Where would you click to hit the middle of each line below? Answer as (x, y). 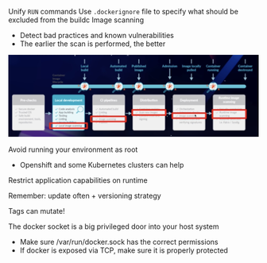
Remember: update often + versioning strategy (85, 195)
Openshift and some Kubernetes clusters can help (102, 164)
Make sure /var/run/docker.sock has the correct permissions (119, 242)
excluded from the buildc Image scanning (76, 20)
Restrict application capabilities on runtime (78, 180)
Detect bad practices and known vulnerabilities (97, 35)
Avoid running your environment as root (73, 149)
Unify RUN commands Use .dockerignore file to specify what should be (123, 12)
